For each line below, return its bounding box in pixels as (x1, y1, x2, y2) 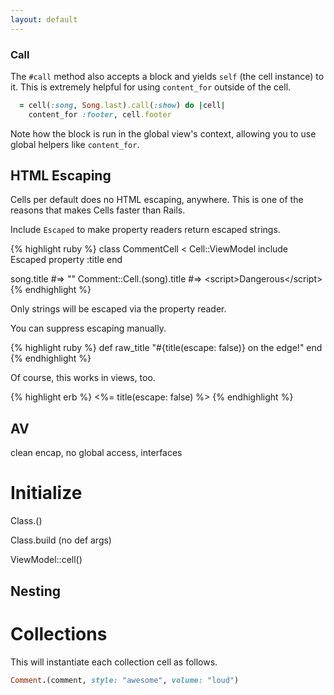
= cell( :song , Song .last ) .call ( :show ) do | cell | (19, 100, 226, 110)
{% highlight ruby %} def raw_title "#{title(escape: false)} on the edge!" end (10, 342, 323, 354)
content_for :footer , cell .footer (28, 109, 172, 120)
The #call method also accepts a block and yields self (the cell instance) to (10, 70, 325, 82)
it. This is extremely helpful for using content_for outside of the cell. (10, 81, 292, 93)
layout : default (10, 14, 78, 25)
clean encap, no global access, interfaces (10, 447, 183, 459)
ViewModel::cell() (10, 554, 83, 566)
